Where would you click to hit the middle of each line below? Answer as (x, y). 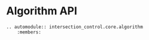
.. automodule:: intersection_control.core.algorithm (75, 27)
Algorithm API (42, 11)
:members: (29, 32)
